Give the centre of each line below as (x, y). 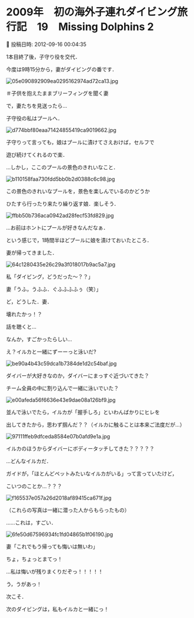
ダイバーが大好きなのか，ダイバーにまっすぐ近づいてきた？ (78, 375)
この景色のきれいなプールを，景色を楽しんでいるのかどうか (78, 191)
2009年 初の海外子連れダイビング (92, 12)
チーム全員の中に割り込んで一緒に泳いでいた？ (63, 388)
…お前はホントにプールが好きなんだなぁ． (57, 227)
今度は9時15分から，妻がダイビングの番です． (62, 69)
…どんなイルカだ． (29, 461)
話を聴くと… (21, 326)
